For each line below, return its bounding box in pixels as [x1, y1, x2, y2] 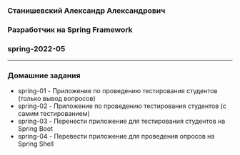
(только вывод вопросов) [17, 95, 96, 103]
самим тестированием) [17, 109, 91, 118]
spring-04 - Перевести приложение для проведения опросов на [17, 132, 215, 141]
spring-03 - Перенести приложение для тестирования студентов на [17, 117, 226, 126]
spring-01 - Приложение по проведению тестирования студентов [17, 87, 218, 95]
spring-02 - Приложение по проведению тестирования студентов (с [17, 102, 227, 110]
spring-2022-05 [7, 43, 66, 53]
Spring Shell [17, 139, 54, 148]
